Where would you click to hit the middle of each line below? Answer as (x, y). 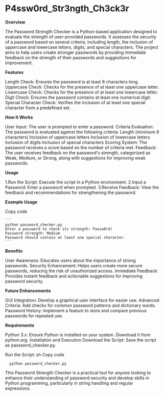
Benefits (14, 251)
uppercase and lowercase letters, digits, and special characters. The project (82, 47)
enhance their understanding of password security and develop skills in (77, 378)
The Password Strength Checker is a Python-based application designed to (81, 31)
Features (14, 72)
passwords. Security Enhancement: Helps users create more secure (74, 265)
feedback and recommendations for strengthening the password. (71, 192)
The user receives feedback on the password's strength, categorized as (78, 153)
